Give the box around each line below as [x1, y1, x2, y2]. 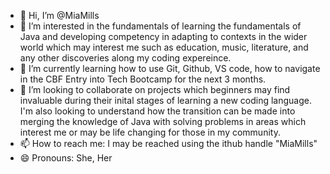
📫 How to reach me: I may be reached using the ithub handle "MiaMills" [19, 138, 318, 149]
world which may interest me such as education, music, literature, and [19, 41, 309, 53]
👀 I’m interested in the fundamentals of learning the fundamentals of [19, 20, 302, 32]
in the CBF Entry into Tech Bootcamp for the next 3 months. [19, 73, 267, 85]
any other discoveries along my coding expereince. [19, 52, 232, 64]
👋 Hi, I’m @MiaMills [19, 10, 100, 21]
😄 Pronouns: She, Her [19, 152, 113, 164]
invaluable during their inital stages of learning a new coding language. [19, 95, 313, 106]
